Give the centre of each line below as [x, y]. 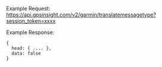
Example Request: [28, 9]
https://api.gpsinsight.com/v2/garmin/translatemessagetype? [81, 15]
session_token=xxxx [31, 21]
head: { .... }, [31, 48]
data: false [26, 53]
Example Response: [30, 32]
